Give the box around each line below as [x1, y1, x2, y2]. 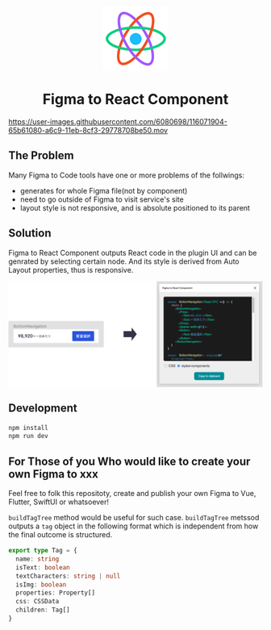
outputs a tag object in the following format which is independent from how [8, 521, 259, 531]
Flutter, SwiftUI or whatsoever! [8, 497, 110, 507]
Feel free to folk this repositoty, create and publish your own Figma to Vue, [8, 489, 256, 499]
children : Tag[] [15, 606, 70, 615]
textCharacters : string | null [15, 572, 121, 580]
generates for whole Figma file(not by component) [19, 186, 188, 195]
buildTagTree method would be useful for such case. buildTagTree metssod [8, 513, 260, 523]
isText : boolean [15, 563, 70, 571]
